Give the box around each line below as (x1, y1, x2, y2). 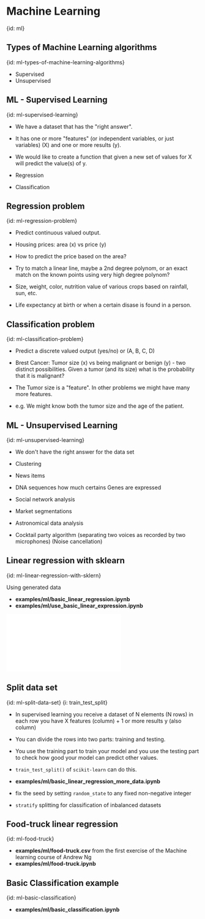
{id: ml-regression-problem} (6, 217, 78, 225)
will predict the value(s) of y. (15, 159, 88, 167)
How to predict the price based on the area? (15, 253, 127, 260)
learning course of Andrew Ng (15, 853, 92, 861)
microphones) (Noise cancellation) (15, 538, 103, 545)
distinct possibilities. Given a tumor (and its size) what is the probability (15, 366, 195, 373)
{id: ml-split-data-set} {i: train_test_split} (6, 699, 108, 706)
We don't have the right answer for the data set (15, 448, 135, 456)
